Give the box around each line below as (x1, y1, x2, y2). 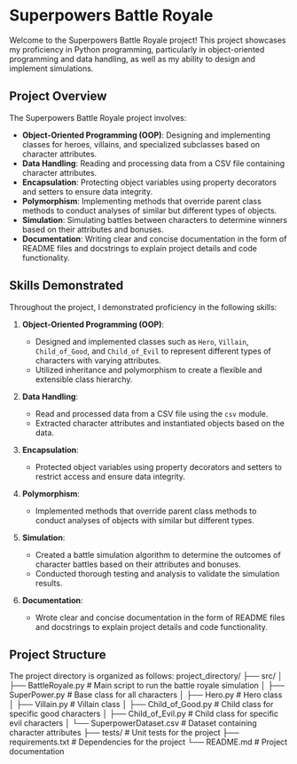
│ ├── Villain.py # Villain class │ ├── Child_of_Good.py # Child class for (9, 699, 274, 710)
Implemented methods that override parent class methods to (35, 505, 257, 516)
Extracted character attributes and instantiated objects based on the (35, 418, 285, 428)
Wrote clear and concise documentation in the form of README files (35, 612, 285, 623)
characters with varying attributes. (35, 354, 161, 365)
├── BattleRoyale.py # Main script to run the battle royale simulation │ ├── (9, 680, 285, 691)
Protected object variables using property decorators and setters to (35, 461, 282, 472)
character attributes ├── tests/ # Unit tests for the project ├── (9, 728, 239, 738)
